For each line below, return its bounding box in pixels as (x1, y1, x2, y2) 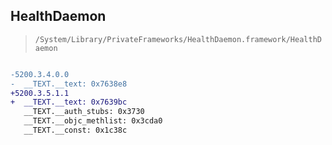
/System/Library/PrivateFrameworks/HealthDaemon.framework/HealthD (34, 34, 322, 44)
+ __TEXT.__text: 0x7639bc (10, 97, 128, 108)
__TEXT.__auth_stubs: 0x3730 (23, 107, 145, 117)
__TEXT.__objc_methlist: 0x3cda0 (23, 116, 163, 126)
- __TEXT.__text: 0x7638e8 (10, 79, 128, 89)
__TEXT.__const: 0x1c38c (23, 125, 128, 136)
